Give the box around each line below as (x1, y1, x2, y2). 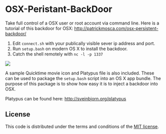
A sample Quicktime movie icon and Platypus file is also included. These (5, 70, 154, 76)
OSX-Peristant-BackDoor (5, 3, 112, 15)
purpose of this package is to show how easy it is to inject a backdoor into (5, 80, 158, 86)
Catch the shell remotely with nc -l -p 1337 (12, 51, 103, 57)
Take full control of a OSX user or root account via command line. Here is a (5, 20, 159, 26)
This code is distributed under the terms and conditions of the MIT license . (5, 123, 159, 129)
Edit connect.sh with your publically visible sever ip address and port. (12, 40, 155, 46)
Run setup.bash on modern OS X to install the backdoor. (12, 45, 128, 51)
